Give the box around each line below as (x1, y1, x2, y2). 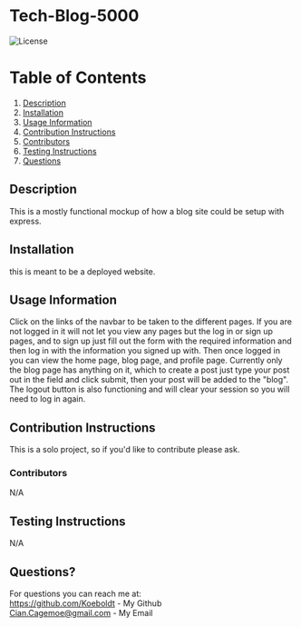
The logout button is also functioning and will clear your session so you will (9, 383, 290, 395)
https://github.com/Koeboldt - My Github (9, 598, 162, 609)
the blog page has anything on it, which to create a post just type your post (9, 364, 290, 375)
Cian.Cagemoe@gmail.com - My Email (9, 608, 153, 619)
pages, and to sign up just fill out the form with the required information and (9, 335, 292, 346)
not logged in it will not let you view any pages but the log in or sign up (9, 326, 274, 337)
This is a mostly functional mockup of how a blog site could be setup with (9, 205, 285, 216)
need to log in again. (9, 393, 86, 404)
